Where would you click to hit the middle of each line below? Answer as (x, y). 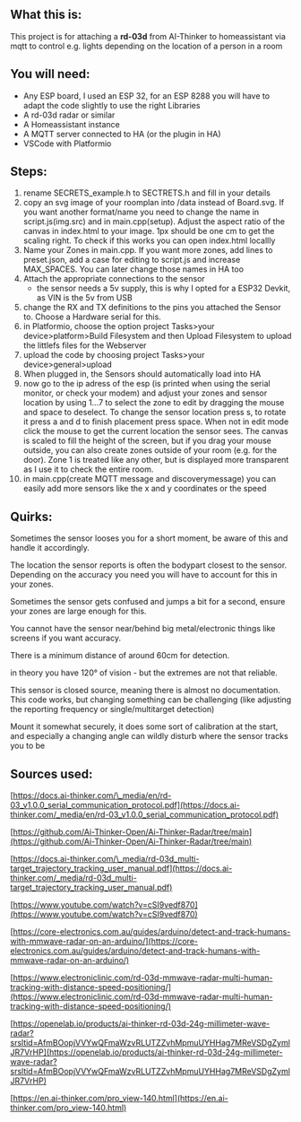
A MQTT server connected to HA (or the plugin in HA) (122, 134)
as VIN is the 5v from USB (84, 298)
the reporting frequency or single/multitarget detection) (112, 709)
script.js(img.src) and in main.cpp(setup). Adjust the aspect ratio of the (154, 222)
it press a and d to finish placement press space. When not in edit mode (156, 422)
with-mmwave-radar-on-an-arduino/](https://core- (104, 942)
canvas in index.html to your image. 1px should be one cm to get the (149, 231)
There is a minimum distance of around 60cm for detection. (120, 656)
